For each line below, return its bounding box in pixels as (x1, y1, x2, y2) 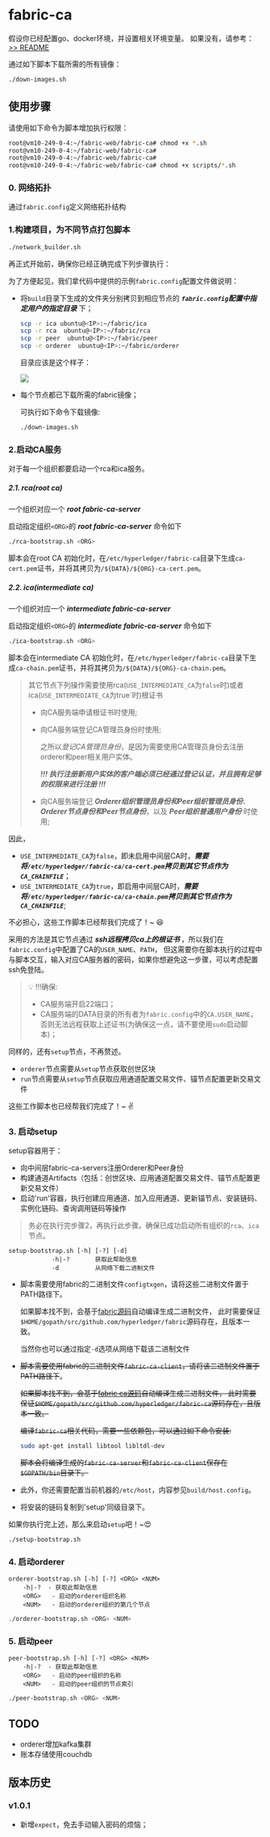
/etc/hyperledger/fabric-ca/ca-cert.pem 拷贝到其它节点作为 (27, 861, 228, 870)
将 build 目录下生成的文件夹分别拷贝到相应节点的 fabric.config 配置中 (19, 293, 250, 303)
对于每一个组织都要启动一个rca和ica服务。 (8, 463, 149, 474)
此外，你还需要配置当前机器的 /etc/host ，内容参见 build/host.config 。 (19, 1485, 255, 1495)
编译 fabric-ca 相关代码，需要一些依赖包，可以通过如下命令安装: (19, 1426, 232, 1436)
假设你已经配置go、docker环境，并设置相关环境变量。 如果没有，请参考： (8, 33, 254, 43)
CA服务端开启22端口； (39, 999, 116, 1009)
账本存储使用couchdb (19, 1750, 93, 1759)
